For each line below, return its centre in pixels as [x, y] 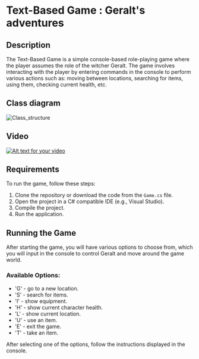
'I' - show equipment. [41, 301]
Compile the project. [40, 208]
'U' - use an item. [36, 320]
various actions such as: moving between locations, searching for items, [94, 78]
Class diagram [33, 103]
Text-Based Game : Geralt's [76, 10]
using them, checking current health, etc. [56, 85]
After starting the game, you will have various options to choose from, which [99, 247]
